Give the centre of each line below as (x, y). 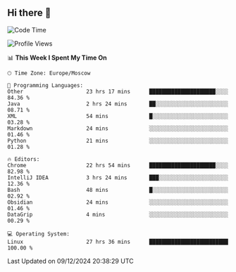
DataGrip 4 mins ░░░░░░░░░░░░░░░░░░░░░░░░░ (118, 214)
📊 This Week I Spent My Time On (57, 58)
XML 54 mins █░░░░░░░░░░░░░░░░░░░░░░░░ (118, 116)
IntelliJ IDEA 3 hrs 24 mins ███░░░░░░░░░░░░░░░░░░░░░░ (118, 177)
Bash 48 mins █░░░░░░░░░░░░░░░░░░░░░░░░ (118, 190)
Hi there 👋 (29, 13)
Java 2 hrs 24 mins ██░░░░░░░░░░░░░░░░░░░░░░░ (118, 104)
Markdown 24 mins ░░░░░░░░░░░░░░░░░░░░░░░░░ (118, 128)
